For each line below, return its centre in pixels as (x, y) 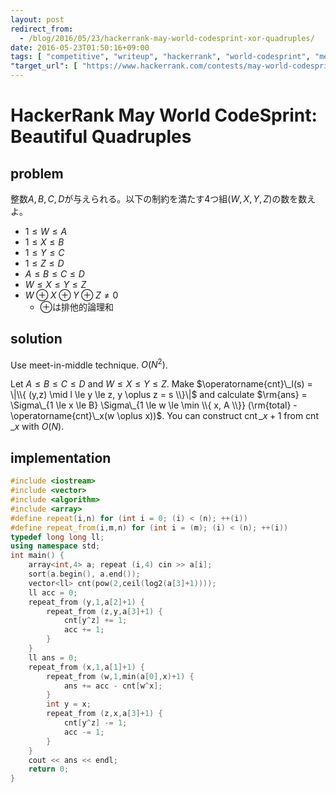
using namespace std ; (55, 546)
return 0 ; (49, 769)
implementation (61, 457)
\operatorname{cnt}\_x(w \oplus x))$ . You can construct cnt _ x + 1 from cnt (164, 416)
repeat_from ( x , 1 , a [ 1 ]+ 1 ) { (86, 667)
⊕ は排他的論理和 (77, 307)
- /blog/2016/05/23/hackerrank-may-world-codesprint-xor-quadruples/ (167, 38)
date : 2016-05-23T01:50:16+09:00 (80, 47)
